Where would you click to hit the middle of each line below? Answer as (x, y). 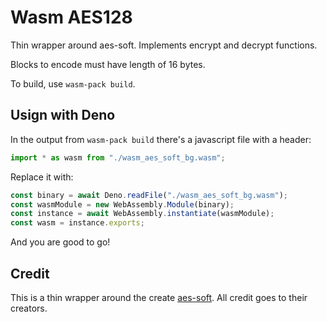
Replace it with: (42, 177)
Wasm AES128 (71, 17)
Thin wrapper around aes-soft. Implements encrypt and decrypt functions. (164, 45)
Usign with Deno (63, 115)
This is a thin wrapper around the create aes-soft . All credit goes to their (159, 297)
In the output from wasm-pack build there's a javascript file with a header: (161, 139)
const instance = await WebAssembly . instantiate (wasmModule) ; (142, 214)
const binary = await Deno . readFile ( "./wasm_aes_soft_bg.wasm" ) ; (149, 195)
